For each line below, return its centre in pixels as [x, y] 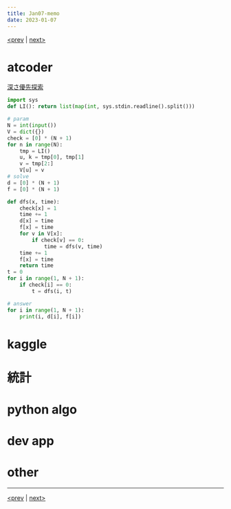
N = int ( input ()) [32, 126]
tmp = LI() [35, 151]
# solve [18, 177]
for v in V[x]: [41, 234]
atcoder [30, 67]
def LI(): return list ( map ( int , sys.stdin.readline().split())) [101, 107]
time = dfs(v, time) [73, 246]
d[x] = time [36, 221]
